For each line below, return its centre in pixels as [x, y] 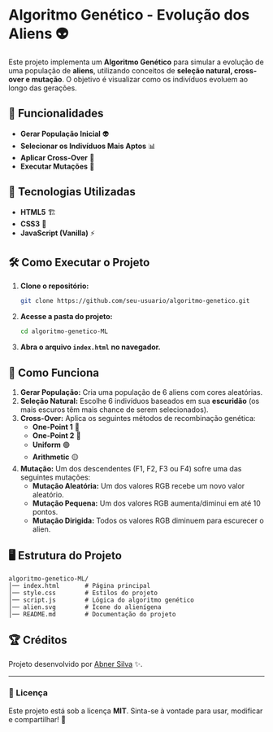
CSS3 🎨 [33, 224]
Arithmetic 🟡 [55, 457]
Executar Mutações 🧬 [57, 166]
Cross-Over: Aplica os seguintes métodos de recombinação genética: [138, 418]
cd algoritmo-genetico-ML [64, 331]
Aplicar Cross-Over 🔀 [57, 157]
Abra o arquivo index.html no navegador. [90, 347]
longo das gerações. [43, 88]
